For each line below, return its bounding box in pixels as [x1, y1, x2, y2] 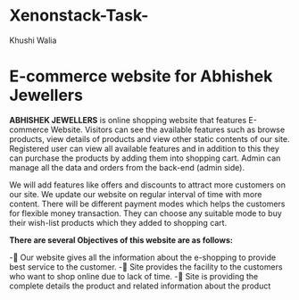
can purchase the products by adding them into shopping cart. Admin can [9, 153, 281, 163]
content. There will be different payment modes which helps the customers [9, 198, 286, 209]
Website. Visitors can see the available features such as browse [50, 124, 286, 135]
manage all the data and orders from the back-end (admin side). [9, 162, 245, 172]
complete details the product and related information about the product [9, 280, 271, 291]
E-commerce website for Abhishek [9, 66, 273, 87]
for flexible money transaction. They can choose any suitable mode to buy [9, 207, 283, 219]
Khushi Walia [9, 35, 57, 46]
